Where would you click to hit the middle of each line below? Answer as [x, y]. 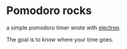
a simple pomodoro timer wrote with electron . [64, 28]
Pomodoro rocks [49, 11]
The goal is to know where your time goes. [60, 39]
